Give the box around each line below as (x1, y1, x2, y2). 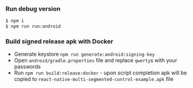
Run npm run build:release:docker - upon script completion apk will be (13, 69, 187, 76)
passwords (13, 63, 41, 70)
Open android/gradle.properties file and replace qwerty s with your (13, 57, 177, 64)
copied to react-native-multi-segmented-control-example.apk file (13, 76, 174, 83)
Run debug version (5, 5, 61, 13)
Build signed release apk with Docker (5, 37, 114, 45)
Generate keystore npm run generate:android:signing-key (13, 50, 155, 57)
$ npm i (5, 18, 25, 24)
